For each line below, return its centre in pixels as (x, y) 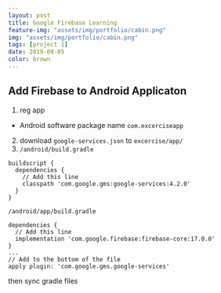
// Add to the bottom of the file (65, 259)
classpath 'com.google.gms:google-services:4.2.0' (107, 184)
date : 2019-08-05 (36, 52)
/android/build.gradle (56, 149)
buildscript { (31, 163)
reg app (32, 110)
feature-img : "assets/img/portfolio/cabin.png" (87, 30)
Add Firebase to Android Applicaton (97, 91)
